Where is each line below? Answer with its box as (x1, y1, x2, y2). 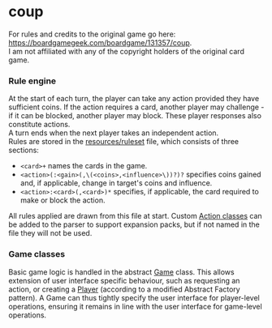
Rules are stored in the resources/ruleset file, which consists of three (8, 137, 240, 147)
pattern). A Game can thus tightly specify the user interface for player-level (8, 292, 260, 302)
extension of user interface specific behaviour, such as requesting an (8, 275, 240, 285)
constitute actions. (8, 120, 71, 130)
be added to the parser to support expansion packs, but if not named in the (8, 219, 260, 229)
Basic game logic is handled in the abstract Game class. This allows (8, 266, 235, 277)
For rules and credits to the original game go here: (8, 29, 176, 39)
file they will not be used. (8, 228, 93, 238)
